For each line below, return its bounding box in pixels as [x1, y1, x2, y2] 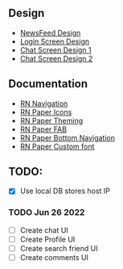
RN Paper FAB [19, 124, 67, 134]
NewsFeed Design [19, 27, 81, 37]
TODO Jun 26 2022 [8, 207, 85, 218]
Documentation [8, 77, 88, 91]
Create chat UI [19, 225, 68, 235]
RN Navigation [19, 99, 68, 108]
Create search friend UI [19, 243, 98, 253]
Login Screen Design [19, 36, 90, 46]
